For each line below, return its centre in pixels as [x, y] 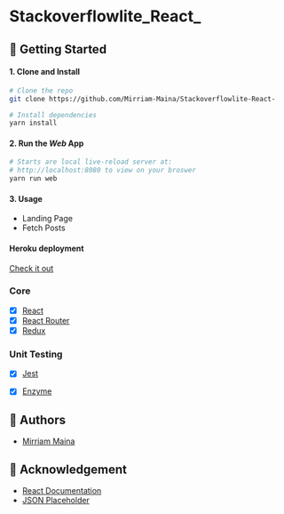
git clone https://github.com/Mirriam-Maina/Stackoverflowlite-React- [142, 99]
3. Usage [26, 198]
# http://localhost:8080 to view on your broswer [103, 171]
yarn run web [33, 179]
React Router [46, 320]
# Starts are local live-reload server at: [91, 162]
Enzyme [37, 391]
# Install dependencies [53, 115]
